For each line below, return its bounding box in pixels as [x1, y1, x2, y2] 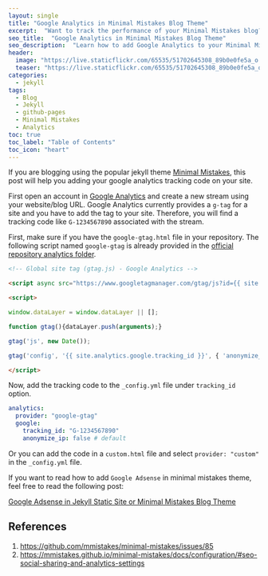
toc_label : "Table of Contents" [8, 138, 116, 146]
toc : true [8, 130, 41, 138]
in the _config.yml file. [8, 457, 82, 466]
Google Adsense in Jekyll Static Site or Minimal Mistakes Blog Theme [8, 497, 237, 506]
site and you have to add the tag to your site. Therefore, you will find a [8, 209, 239, 218]
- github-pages [15, 109, 66, 117]
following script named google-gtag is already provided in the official [8, 241, 234, 250]
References [8, 520, 67, 534]
